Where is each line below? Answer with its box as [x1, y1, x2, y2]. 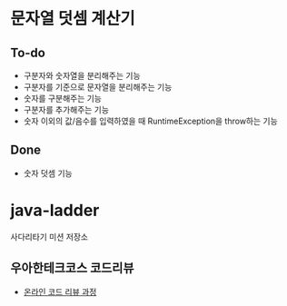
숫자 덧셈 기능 [23, 167, 73, 178]
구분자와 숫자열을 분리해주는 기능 [23, 70, 141, 81]
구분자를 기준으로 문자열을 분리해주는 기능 [23, 82, 173, 92]
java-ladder [10, 201, 100, 221]
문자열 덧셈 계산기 [10, 8, 135, 29]
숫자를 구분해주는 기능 [23, 93, 103, 104]
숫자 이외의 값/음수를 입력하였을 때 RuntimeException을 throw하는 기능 [23, 115, 278, 126]
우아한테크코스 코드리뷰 [10, 261, 134, 276]
